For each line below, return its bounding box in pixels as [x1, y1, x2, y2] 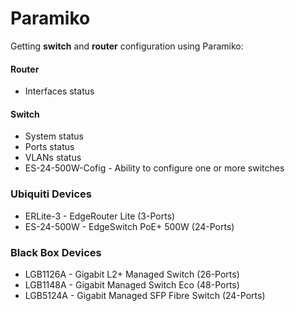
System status [24, 130, 84, 142]
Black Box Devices [10, 245, 102, 259]
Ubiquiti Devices [10, 187, 92, 201]
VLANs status [24, 152, 82, 164]
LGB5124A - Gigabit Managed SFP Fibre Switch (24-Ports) [24, 289, 266, 301]
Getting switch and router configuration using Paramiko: [10, 40, 244, 52]
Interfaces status [24, 85, 95, 97]
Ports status [24, 141, 75, 153]
